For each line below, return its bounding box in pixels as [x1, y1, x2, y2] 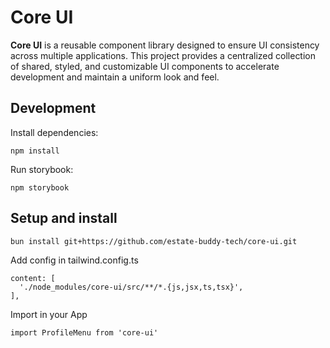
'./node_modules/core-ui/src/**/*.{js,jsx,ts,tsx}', [19, 282, 244, 292]
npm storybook [10, 182, 70, 193]
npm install [10, 146, 60, 156]
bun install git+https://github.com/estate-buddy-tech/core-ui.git [10, 236, 298, 246]
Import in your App [10, 308, 88, 320]
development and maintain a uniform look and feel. [10, 71, 220, 83]
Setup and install [10, 210, 118, 227]
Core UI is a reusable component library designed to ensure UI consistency [10, 39, 320, 51]
